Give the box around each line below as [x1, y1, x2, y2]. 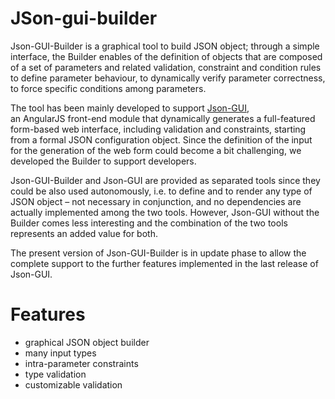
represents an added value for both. [10, 227, 158, 239]
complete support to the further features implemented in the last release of [10, 257, 319, 269]
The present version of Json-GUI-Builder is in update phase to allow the [10, 247, 307, 259]
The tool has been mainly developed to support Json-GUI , [10, 102, 250, 114]
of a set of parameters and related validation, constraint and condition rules [10, 61, 322, 73]
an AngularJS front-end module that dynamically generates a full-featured [10, 112, 316, 124]
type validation [24, 368, 87, 380]
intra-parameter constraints [24, 357, 139, 369]
